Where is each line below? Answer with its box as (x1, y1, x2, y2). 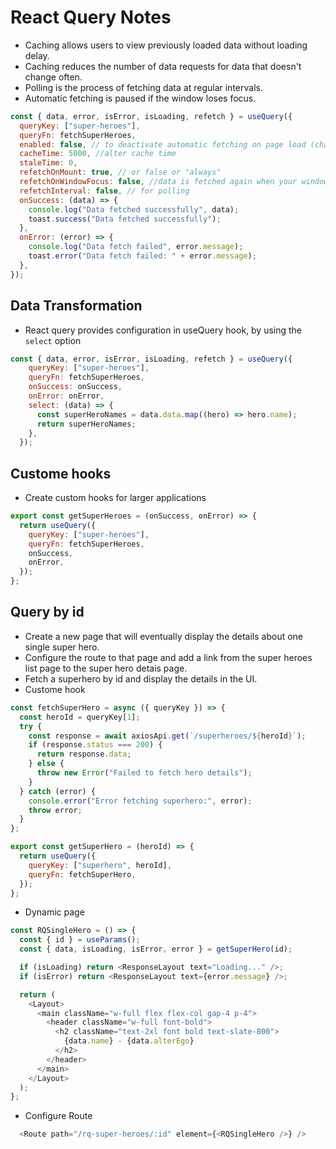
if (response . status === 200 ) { (28, 740, 163, 750)
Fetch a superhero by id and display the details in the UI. (24, 672, 258, 685)
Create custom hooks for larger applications (24, 492, 207, 504)
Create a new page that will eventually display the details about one (24, 630, 304, 642)
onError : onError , (28, 391, 105, 401)
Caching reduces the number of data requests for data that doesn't (24, 60, 302, 72)
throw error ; (28, 805, 83, 815)
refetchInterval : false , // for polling (19, 186, 190, 196)
